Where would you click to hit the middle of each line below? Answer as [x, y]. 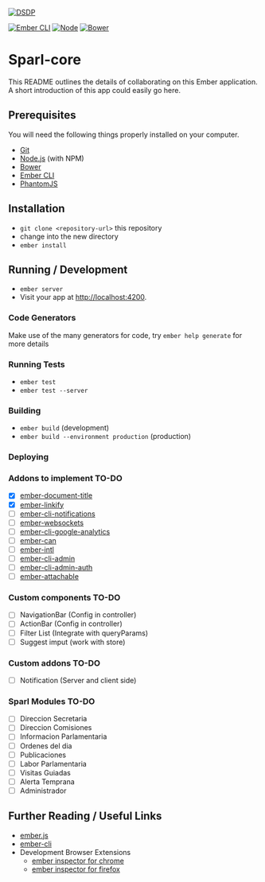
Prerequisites [42, 115]
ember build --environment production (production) [105, 437]
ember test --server [54, 390]
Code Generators [42, 318]
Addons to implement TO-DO [66, 479]
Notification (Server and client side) [78, 680]
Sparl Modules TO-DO [52, 701]
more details [29, 344]
